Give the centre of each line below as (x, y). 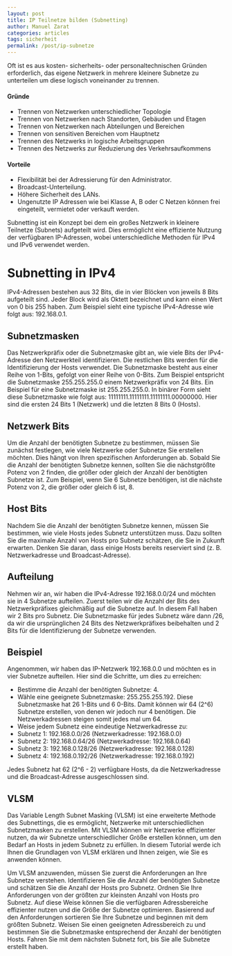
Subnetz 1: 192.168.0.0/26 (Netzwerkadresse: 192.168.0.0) (99, 734)
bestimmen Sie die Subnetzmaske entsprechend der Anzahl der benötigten (114, 932)
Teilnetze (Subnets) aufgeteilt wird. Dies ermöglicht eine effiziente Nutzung (115, 230)
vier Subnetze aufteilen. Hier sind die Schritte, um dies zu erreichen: (105, 676)
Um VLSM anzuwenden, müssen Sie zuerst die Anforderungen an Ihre (107, 873)
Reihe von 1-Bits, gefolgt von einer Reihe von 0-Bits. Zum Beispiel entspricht (116, 375)
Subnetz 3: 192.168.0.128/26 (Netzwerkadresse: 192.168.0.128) (106, 749)
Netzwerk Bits (38, 426)
